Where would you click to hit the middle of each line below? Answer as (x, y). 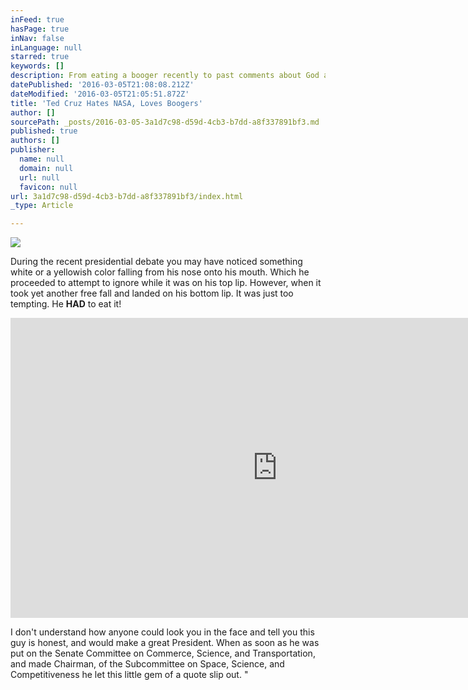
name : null (42, 159)
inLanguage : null (46, 47)
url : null (39, 177)
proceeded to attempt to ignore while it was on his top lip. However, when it (166, 283)
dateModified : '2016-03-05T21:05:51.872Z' (100, 94)
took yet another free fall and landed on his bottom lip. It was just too (152, 293)
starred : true (40, 57)
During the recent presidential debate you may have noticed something (156, 262)
